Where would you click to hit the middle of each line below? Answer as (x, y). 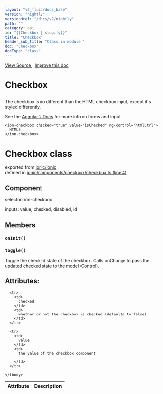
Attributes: (22, 281)
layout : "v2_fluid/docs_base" (36, 10)
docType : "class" (23, 51)
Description (48, 386)
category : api (20, 28)
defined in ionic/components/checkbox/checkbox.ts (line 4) (66, 172)
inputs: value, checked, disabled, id (41, 209)
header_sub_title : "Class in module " (45, 42)
